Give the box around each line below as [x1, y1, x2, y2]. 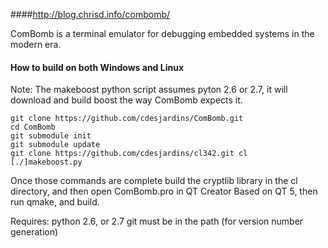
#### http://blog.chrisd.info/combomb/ [10, 9, 171, 20]
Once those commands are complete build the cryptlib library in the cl [10, 175, 298, 187]
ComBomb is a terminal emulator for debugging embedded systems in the [10, 28, 315, 39]
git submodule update [10, 140, 101, 150]
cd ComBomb [10, 122, 56, 133]
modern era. [10, 39, 62, 50]
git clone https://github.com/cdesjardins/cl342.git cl [10, 149, 248, 159]
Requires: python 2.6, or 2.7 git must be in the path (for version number [10, 215, 304, 228]
